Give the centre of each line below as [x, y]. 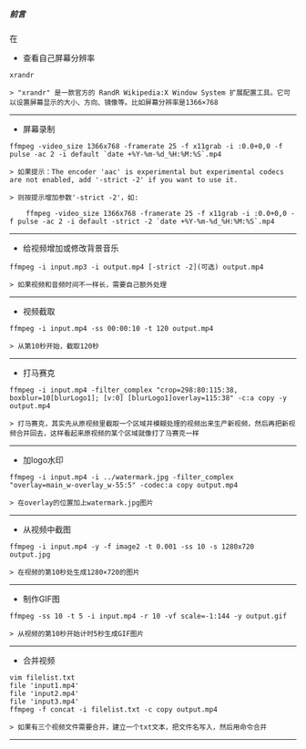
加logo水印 [43, 459]
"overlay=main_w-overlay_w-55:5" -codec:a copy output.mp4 [124, 485]
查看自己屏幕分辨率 [59, 57]
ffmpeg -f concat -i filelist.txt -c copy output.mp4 [114, 709]
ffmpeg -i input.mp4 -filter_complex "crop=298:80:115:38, [124, 390]
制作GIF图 [41, 599]
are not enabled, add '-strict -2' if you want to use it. [124, 180]
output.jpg [30, 554]
